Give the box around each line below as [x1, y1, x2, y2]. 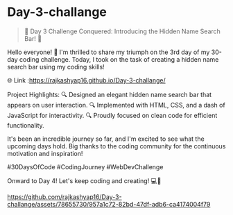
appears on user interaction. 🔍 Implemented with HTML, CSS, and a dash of [7, 101, 225, 109]
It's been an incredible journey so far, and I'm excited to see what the [7, 135, 205, 143]
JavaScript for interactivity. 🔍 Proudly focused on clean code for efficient [7, 111, 218, 119]
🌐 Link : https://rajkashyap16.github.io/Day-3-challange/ [7, 76, 166, 84]
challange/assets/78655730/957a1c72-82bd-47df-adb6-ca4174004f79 [7, 200, 211, 208]
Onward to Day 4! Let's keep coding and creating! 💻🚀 [7, 176, 162, 184]
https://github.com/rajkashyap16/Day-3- [7, 192, 123, 201]
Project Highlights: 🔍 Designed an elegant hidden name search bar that [7, 90, 212, 98]
